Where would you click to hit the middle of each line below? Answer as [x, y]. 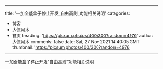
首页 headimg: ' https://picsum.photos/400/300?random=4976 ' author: [83, 35]
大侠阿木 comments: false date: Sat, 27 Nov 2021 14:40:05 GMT [76, 42]
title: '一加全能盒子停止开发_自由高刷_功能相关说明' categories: [67, 13]
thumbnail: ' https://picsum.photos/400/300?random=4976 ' [71, 47]
